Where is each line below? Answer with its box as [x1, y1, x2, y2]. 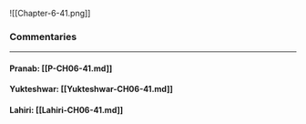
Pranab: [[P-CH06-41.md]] [9, 63, 113, 74]
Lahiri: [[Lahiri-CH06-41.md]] [9, 105, 124, 116]
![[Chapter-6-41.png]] [9, 8, 91, 18]
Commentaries [9, 30, 77, 43]
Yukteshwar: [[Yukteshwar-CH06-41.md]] [9, 84, 173, 95]
